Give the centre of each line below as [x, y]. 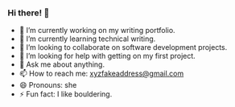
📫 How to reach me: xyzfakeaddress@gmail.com [101, 74]
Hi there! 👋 [29, 13]
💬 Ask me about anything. [62, 64]
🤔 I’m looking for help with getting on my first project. [107, 56]
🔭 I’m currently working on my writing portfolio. [97, 31]
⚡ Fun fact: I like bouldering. [66, 94]
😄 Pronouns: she [48, 85]
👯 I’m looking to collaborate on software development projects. [123, 47]
